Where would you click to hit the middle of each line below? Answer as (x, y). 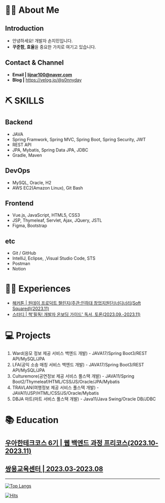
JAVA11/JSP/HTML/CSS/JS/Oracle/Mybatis (55, 393)
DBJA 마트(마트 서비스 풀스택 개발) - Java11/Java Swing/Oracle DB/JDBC (84, 399)
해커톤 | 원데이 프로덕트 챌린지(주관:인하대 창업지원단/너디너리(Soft (76, 303)
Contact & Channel (34, 63)
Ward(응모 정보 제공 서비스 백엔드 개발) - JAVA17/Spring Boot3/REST (80, 353)
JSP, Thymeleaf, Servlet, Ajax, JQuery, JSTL (57, 220)
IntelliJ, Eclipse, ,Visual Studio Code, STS (54, 258)
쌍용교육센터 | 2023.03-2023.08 (54, 469)
